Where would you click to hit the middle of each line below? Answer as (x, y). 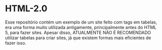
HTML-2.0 (26, 9)
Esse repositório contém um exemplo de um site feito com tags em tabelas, (81, 22)
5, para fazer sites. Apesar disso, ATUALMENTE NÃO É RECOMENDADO (78, 32)
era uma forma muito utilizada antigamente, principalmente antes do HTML (81, 27)
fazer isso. (16, 43)
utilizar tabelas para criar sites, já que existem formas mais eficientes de (78, 38)
